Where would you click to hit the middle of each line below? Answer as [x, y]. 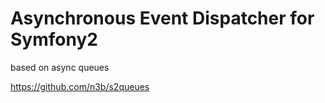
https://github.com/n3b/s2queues [80, 86]
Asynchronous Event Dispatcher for [162, 18]
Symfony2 [54, 39]
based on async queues [60, 67]
